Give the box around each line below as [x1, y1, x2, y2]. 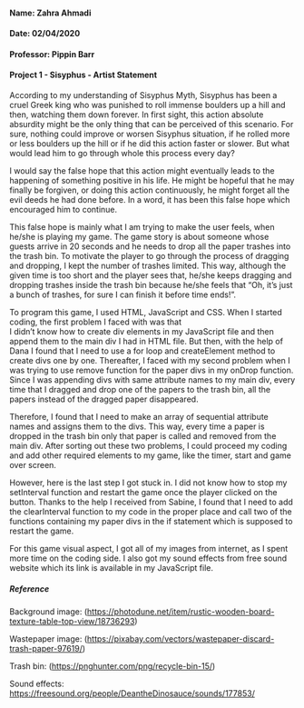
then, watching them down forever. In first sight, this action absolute [9, 109, 264, 120]
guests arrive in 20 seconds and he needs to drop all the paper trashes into [9, 241, 291, 252]
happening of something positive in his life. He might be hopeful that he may [9, 175, 295, 185]
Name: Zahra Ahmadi [9, 7, 92, 18]
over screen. [9, 459, 57, 470]
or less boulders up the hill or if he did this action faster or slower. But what [9, 137, 290, 149]
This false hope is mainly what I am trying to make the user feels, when [9, 221, 275, 232]
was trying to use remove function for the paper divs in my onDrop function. [9, 364, 294, 375]
